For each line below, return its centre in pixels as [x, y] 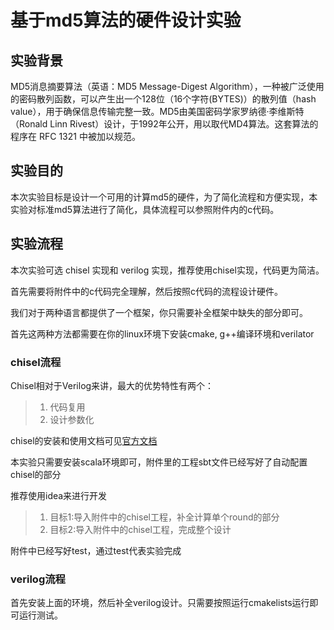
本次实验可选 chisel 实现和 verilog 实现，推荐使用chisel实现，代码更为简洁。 [167, 270]
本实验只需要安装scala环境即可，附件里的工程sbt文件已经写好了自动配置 [159, 462]
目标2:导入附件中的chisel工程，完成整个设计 [140, 529]
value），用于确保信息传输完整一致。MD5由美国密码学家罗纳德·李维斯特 [157, 111]
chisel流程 [36, 362]
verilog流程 [38, 579]
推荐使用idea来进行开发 [59, 495]
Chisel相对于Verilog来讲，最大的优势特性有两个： [112, 385]
